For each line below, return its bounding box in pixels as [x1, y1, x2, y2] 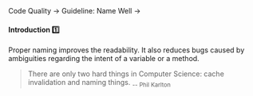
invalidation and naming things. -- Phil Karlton [27, 78, 172, 89]
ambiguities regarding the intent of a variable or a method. [8, 54, 200, 63]
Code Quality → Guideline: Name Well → [8, 6, 141, 15]
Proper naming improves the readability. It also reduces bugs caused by [8, 45, 245, 55]
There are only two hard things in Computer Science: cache [27, 69, 225, 79]
